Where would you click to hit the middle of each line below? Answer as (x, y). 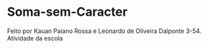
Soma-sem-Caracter (68, 12)
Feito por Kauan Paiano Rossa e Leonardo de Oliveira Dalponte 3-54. (104, 31)
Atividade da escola (35, 38)
